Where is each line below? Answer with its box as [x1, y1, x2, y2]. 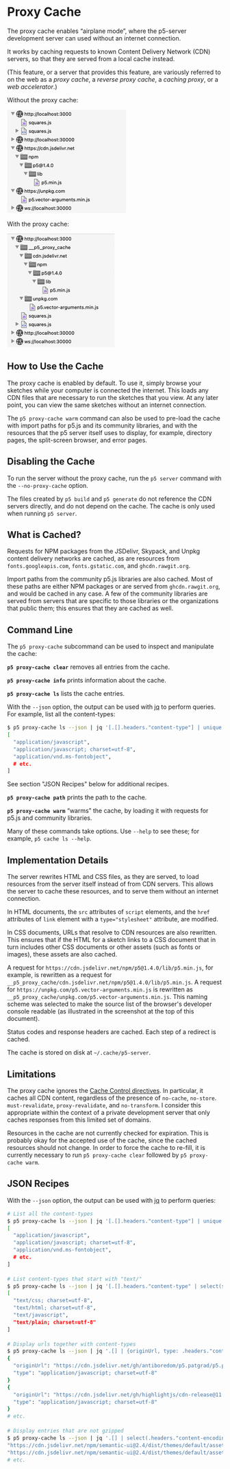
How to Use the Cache [7, 361, 104, 373]
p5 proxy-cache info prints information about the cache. [7, 677, 166, 685]
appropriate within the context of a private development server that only [7, 1108, 210, 1116]
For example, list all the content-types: [7, 710, 116, 718]
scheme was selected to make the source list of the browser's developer [7, 1000, 212, 1009]
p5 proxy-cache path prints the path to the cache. [7, 793, 147, 801]
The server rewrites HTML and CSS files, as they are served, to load [7, 873, 199, 881]
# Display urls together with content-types [7, 1341, 136, 1348]
